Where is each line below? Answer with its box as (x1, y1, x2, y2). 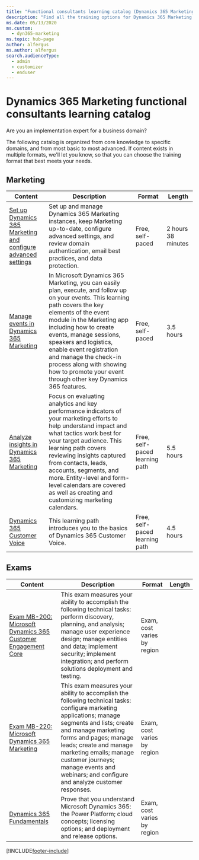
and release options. (60, 832, 117, 840)
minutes (166, 240, 189, 247)
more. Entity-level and (49, 474, 111, 482)
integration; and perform (60, 657, 129, 665)
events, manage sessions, (49, 330, 121, 339)
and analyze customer (60, 778, 123, 786)
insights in (9, 440, 38, 448)
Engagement (9, 642, 45, 650)
